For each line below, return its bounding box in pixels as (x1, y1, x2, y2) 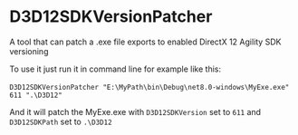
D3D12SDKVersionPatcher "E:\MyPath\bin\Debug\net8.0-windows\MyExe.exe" (9, 82, 290, 92)
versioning (9, 45, 49, 56)
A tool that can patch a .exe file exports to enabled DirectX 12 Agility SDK (9, 36, 282, 47)
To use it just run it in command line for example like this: (9, 63, 222, 74)
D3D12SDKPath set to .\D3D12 (9, 116, 112, 127)
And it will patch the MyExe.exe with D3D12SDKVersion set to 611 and (9, 106, 261, 117)
